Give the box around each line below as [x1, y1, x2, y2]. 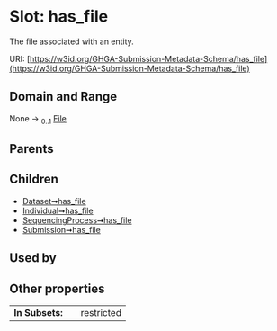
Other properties [9, 281, 105, 296]
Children [9, 172, 58, 187]
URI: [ [9, 53, 31, 64]
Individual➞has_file [22, 205, 94, 216]
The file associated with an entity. [9, 36, 135, 47]
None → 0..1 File [9, 112, 67, 126]
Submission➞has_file [22, 224, 101, 235]
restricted [80, 306, 121, 318]
